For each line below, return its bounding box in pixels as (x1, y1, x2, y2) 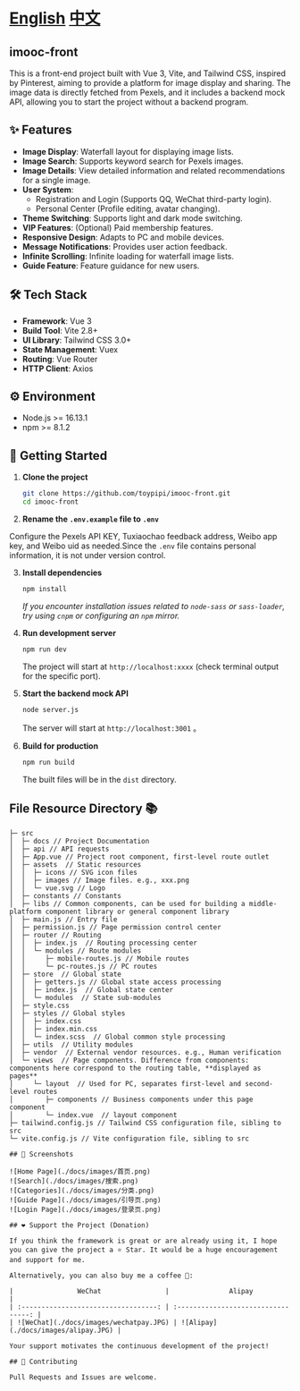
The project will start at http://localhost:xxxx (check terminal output (21, 661, 279, 672)
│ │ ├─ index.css (9, 1017, 82, 1026)
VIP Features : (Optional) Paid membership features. (21, 222, 214, 233)
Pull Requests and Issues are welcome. (9, 1373, 158, 1382)
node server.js (21, 705, 79, 714)
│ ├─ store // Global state (9, 970, 122, 980)
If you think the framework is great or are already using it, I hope (9, 1236, 278, 1246)
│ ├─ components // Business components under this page (9, 1095, 254, 1105)
